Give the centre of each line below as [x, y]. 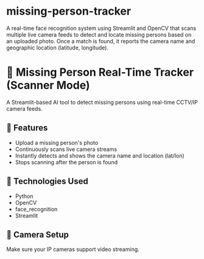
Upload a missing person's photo [57, 142]
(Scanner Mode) [48, 85]
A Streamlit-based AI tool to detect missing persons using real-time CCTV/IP [102, 102]
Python [24, 196]
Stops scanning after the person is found [66, 162]
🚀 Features [27, 128]
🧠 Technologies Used [47, 181]
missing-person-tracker [69, 11]
